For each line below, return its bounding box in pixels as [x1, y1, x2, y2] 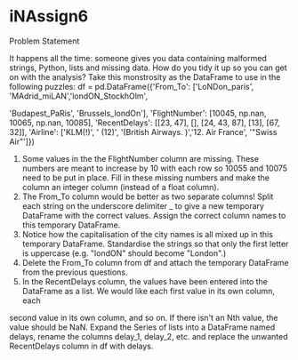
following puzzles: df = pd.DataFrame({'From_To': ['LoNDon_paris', [9, 81, 254, 92]
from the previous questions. [21, 267, 128, 277]
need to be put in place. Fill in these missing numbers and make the [21, 172, 270, 183]
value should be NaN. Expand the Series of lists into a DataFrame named [9, 322, 276, 332]
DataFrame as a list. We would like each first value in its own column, [21, 285, 276, 296]
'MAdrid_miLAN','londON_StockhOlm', [9, 91, 149, 101]
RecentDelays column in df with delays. [9, 340, 154, 351]
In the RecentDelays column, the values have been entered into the [21, 276, 269, 286]
